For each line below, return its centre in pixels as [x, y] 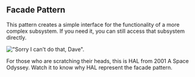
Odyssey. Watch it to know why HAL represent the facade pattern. [89, 67]
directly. [16, 37]
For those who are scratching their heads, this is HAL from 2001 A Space [97, 61]
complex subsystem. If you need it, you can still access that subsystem [96, 31]
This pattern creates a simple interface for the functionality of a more [93, 24]
